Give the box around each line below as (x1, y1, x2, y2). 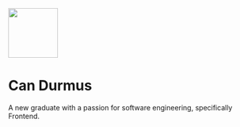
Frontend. (8, 111, 40, 121)
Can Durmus (8, 77, 93, 94)
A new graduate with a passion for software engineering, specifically (8, 102, 233, 112)
